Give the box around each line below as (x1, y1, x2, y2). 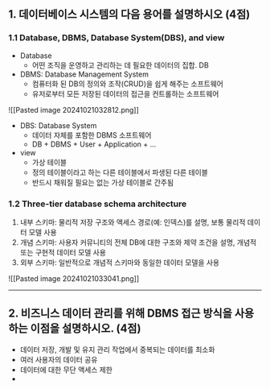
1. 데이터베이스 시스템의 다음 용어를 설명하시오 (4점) (8, 7, 251, 22)
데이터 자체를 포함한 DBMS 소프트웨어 (31, 130, 152, 139)
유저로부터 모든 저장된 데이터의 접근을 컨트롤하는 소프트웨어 (31, 89, 219, 98)
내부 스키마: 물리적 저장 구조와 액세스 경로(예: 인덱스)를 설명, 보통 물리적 (19, 217, 246, 227)
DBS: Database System (19, 120, 97, 130)
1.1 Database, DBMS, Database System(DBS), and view (8, 32, 225, 43)
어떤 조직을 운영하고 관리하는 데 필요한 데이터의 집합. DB (31, 60, 209, 70)
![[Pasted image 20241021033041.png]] (8, 273, 140, 283)
